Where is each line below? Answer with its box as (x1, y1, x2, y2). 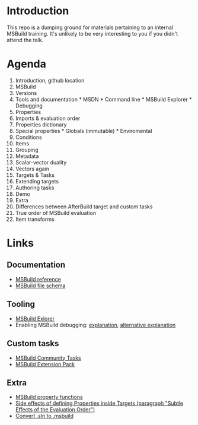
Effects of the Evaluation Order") (15, 406, 95, 413)
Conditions (15, 134, 42, 141)
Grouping (15, 146, 39, 153)
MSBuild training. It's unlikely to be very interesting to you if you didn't (7, 30, 178, 37)
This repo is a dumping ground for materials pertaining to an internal (7, 24, 174, 31)
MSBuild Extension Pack (15, 360, 75, 367)
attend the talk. (7, 36, 44, 43)
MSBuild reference (15, 275, 61, 283)
